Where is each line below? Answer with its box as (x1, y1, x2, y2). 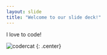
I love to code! (6, 30, 42, 38)
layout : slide (6, 8, 42, 15)
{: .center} (36, 42, 62, 50)
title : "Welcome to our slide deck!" (6, 14, 102, 20)
